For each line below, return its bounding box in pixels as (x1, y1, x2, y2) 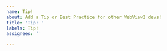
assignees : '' (6, 31, 42, 37)
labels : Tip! (6, 25, 39, 31)
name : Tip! (6, 8, 34, 15)
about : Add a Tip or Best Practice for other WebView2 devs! (6, 14, 162, 20)
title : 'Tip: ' (6, 20, 44, 26)
